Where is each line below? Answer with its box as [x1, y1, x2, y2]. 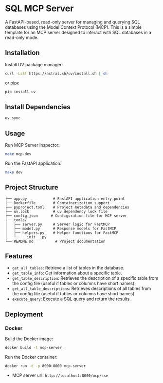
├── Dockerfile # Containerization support [5, 200, 110, 205]
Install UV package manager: [5, 61, 63, 67]
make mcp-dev [5, 152, 32, 156]
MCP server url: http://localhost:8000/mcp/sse [12, 372, 109, 378]
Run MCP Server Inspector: [5, 142, 60, 148]
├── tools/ [5, 217, 27, 222]
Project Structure [5, 183, 58, 191]
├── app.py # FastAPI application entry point [5, 196, 125, 201]
